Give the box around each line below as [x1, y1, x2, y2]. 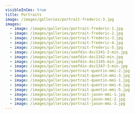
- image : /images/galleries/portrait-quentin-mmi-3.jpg [10, 73, 130, 78]
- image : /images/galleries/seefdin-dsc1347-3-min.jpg [10, 64, 128, 69]
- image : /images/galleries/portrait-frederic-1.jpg [10, 26, 123, 31]
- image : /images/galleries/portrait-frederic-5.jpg [10, 45, 123, 50]
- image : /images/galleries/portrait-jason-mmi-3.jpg [10, 101, 125, 106]
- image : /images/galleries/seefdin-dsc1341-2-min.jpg [10, 49, 128, 54]
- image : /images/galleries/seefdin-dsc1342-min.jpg [10, 54, 123, 60]
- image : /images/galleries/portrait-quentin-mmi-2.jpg [10, 69, 130, 74]
